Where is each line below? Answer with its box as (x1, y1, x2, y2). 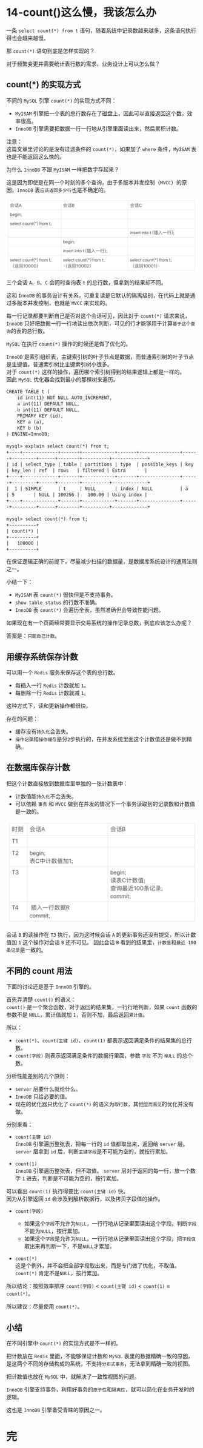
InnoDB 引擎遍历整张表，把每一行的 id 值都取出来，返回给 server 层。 (15, 1141, 188, 1148)
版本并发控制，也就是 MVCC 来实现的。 (16, 300, 111, 307)
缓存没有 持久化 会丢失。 (15, 728, 72, 735)
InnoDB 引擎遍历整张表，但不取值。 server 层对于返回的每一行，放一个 (15, 1167, 191, 1175)
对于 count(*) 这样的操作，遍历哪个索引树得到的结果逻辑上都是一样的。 (6, 368, 185, 376)
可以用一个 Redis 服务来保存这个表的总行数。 (6, 668, 119, 676)
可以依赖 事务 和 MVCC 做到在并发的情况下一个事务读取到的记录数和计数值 (15, 800, 195, 807)
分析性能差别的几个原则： (6, 1073, 70, 1080)
